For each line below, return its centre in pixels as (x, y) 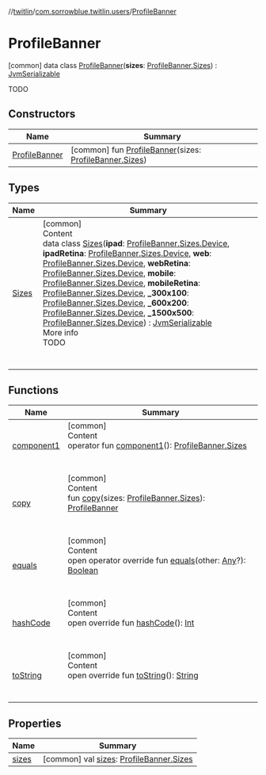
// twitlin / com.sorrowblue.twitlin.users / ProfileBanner (92, 11)
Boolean (83, 571)
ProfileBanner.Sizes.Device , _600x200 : (116, 303)
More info (61, 332)
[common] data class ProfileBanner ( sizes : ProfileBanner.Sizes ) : (113, 65)
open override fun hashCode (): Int (131, 623)
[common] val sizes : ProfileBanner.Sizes (118, 759)
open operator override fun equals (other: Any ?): (156, 560)
